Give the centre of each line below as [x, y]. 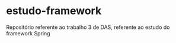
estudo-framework [54, 11]
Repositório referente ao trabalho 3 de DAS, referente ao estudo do [88, 27]
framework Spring [28, 33]
